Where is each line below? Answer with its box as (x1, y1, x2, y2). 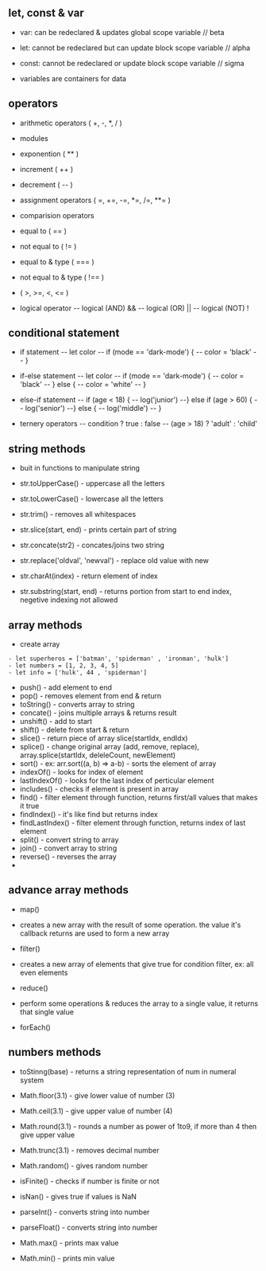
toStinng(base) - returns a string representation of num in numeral (19, 1066, 237, 1076)
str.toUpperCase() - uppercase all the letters (19, 479, 165, 488)
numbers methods (8, 1046, 102, 1059)
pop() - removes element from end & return (19, 691, 161, 701)
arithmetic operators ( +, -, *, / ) (19, 118, 123, 127)
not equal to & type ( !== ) (19, 272, 105, 282)
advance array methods (8, 883, 129, 897)
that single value (19, 1007, 74, 1016)
